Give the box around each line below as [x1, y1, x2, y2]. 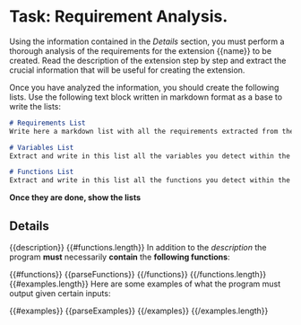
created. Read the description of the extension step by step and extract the [9, 55, 287, 66]
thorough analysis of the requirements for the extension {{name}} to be [9, 45, 271, 56]
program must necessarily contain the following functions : [9, 251, 230, 262]
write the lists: [9, 101, 61, 111]
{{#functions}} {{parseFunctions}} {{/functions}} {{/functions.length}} [9, 269, 267, 279]
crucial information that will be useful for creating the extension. [9, 65, 245, 75]
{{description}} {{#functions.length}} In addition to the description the [9, 242, 267, 252]
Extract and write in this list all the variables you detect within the [9, 151, 291, 161]
